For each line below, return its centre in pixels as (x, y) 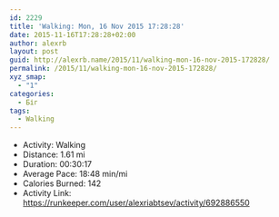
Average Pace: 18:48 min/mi (75, 174)
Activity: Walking (54, 145)
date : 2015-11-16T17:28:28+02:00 (73, 35)
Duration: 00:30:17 (57, 164)
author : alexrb (38, 43)
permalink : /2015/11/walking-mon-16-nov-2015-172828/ (114, 69)
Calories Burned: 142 (62, 183)
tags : (20, 111)
